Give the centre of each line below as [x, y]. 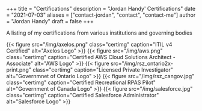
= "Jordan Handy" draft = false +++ [50, 21]
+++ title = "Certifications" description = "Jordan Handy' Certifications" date [101, 9]
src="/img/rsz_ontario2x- [142, 63]
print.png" [19, 70]
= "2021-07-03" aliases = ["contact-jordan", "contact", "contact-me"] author [101, 15]
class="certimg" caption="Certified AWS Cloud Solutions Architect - [91, 57]
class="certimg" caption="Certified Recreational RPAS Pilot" [81, 82]
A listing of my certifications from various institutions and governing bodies [99, 33]
